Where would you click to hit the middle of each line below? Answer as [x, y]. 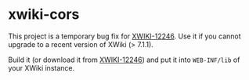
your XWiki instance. [41, 67]
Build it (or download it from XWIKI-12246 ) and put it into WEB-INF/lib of [124, 60]
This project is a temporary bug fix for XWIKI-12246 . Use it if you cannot [125, 36]
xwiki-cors [44, 15]
